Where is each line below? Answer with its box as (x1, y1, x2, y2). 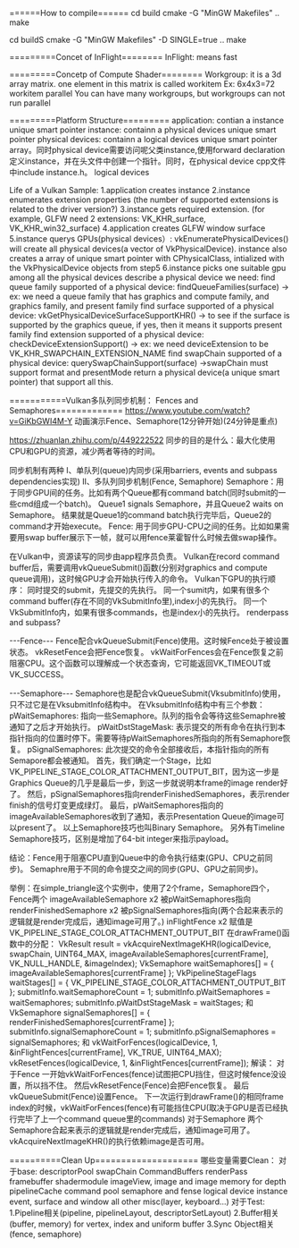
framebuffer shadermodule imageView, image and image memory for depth (9, 1176, 287, 1186)
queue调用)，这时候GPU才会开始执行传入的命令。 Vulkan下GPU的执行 (9, 573, 269, 584)
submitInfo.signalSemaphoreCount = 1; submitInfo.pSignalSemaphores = (9, 1026, 277, 1037)
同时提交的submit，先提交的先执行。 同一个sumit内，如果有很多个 (26, 585, 270, 595)
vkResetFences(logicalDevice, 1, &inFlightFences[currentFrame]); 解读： (9, 1057, 275, 1068)
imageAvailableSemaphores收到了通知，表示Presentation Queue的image (9, 811, 277, 821)
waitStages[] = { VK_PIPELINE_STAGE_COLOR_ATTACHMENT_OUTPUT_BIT (9, 977, 287, 988)
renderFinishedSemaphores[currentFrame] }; (9, 1017, 175, 1027)
